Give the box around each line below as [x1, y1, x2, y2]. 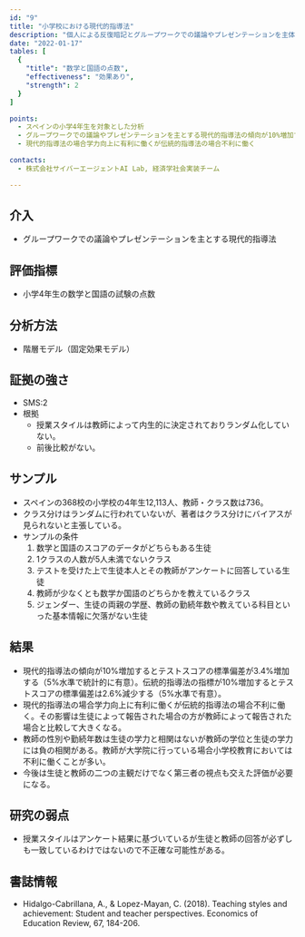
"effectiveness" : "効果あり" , [25, 73, 134, 82]
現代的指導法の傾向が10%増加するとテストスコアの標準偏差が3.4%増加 [22, 665, 290, 676]
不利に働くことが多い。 [22, 756, 111, 766]
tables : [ [9, 47, 47, 56]
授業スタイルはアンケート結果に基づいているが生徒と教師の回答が [22, 834, 270, 844]
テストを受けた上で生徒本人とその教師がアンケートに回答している [35, 564, 283, 576]
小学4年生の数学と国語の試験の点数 [22, 288, 156, 299]
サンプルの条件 [22, 531, 79, 542]
